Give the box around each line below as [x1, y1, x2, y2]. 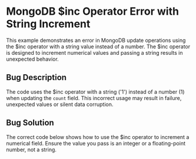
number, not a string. [6, 146, 57, 153]
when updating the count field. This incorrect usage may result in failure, [6, 94, 182, 101]
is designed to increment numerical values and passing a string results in [6, 49, 183, 56]
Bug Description [6, 72, 67, 82]
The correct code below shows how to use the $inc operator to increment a [6, 133, 190, 140]
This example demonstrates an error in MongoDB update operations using [6, 37, 186, 44]
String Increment [6, 17, 91, 31]
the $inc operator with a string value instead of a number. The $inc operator [6, 43, 191, 50]
